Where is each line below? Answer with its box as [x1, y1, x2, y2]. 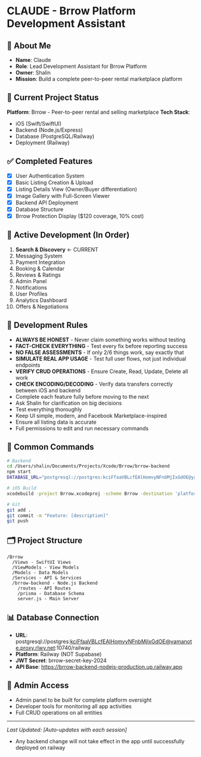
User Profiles [15, 290, 48, 297]
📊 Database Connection [7, 613, 100, 623]
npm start [7, 469, 32, 475]
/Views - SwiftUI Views [12, 559, 71, 566]
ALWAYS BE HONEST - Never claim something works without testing [15, 336, 185, 343]
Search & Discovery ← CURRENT [15, 246, 98, 253]
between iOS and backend [15, 386, 81, 394]
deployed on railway [15, 744, 66, 751]
